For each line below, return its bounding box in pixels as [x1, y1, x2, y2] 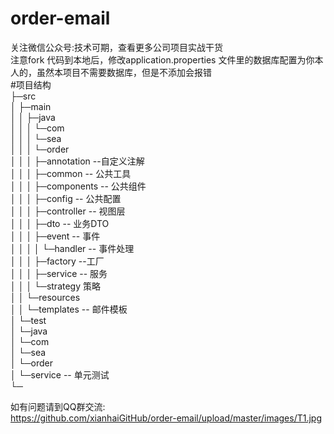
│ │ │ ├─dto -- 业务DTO [10, 217, 110, 229]
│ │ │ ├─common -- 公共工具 [10, 167, 132, 179]
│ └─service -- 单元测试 [10, 368, 110, 381]
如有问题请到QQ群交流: [10, 400, 106, 412]
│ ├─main [10, 100, 52, 112]
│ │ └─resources [10, 291, 81, 303]
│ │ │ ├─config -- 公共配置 [10, 192, 122, 204]
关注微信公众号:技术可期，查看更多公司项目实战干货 [10, 41, 224, 53]
